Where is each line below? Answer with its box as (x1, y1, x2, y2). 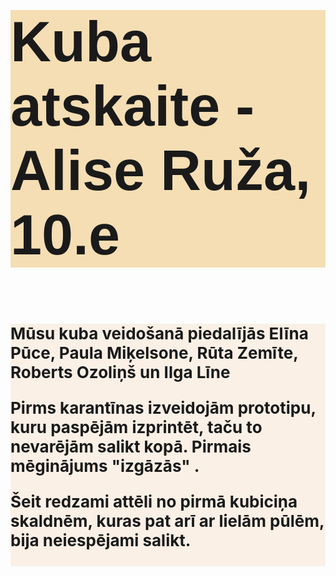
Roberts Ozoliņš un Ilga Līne (10, 362, 231, 382)
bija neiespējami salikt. (10, 530, 192, 550)
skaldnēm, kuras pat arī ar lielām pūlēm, (10, 511, 325, 531)
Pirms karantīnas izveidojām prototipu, (10, 398, 317, 418)
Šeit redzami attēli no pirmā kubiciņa (10, 491, 298, 512)
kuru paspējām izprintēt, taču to (10, 417, 263, 437)
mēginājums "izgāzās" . (10, 456, 200, 476)
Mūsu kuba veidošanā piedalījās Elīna (10, 323, 309, 344)
